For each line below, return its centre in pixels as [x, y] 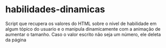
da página [16, 40]
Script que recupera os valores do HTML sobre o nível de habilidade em [81, 23]
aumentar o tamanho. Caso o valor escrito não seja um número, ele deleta [83, 34]
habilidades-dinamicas [55, 9]
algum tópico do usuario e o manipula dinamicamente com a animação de [83, 29]
